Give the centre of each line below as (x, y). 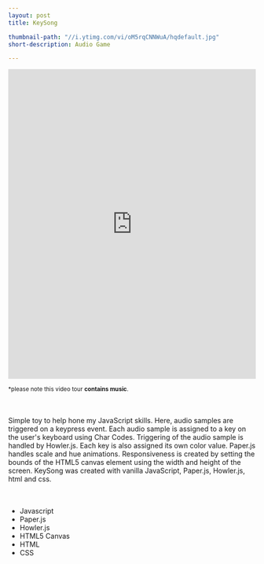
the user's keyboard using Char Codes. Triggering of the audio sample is (126, 437)
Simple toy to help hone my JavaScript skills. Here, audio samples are (121, 421)
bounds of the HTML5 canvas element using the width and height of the (125, 463)
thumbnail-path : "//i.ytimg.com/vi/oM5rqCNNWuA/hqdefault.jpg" (114, 37)
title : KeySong (33, 23)
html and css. (30, 479)
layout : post (29, 15)
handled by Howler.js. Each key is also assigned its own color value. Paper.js (132, 446)
